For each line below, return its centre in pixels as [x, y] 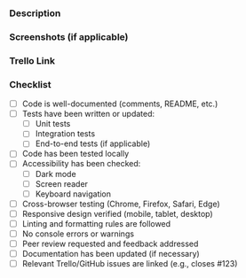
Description [35, 13]
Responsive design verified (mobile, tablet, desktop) [117, 213]
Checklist [30, 84]
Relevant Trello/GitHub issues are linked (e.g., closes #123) [130, 264]
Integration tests [65, 134]
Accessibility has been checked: [81, 164]
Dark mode [56, 174]
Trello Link [32, 60]
